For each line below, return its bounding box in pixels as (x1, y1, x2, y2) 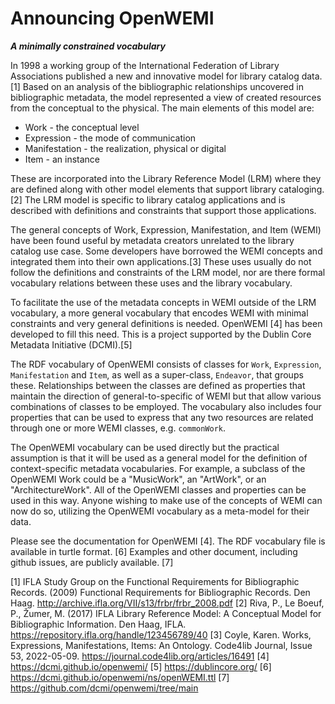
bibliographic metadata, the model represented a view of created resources (10, 91, 322, 103)
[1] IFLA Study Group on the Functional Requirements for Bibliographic (10, 575, 300, 587)
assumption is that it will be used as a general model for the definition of (10, 452, 308, 464)
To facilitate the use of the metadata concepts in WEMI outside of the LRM (10, 296, 317, 308)
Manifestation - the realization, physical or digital (24, 142, 227, 154)
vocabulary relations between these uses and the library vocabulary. (10, 277, 293, 289)
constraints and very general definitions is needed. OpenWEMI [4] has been (10, 317, 323, 329)
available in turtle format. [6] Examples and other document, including (10, 545, 298, 557)
